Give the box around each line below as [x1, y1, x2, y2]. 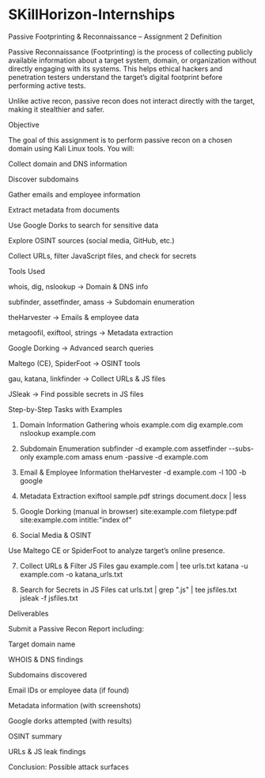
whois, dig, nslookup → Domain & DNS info [8, 281, 149, 291]
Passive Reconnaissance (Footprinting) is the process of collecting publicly [8, 47, 253, 56]
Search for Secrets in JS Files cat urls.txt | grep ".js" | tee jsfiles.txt [19, 585, 237, 594]
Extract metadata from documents [8, 204, 120, 215]
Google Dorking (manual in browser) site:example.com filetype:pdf [19, 506, 237, 516]
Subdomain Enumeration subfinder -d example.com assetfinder [19, 444, 227, 453]
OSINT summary [8, 731, 62, 741]
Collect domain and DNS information [8, 158, 128, 168]
